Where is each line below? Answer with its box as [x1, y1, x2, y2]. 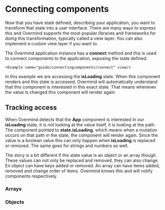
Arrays [5, 185, 22, 192]
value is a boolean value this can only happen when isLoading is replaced [5, 137, 155, 143]
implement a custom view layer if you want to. [5, 40, 99, 46]
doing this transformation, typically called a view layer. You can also [5, 35, 143, 41]
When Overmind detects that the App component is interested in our [5, 117, 144, 122]
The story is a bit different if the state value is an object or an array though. [5, 152, 157, 158]
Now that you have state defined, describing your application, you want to [5, 20, 155, 26]
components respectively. [5, 173, 58, 179]
